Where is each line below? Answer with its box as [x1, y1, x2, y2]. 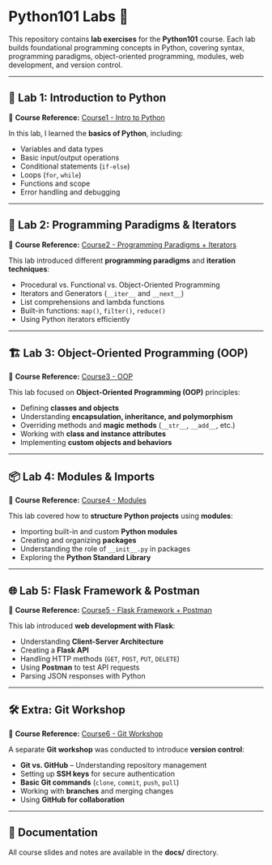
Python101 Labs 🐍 [8, 7, 129, 26]
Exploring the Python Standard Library [19, 553, 151, 563]
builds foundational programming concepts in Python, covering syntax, [8, 42, 245, 52]
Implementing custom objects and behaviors [19, 438, 172, 447]
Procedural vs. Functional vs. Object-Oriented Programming [19, 280, 220, 289]
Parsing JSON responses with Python [19, 671, 146, 680]
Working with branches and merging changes [19, 786, 174, 795]
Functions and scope [19, 178, 91, 188]
